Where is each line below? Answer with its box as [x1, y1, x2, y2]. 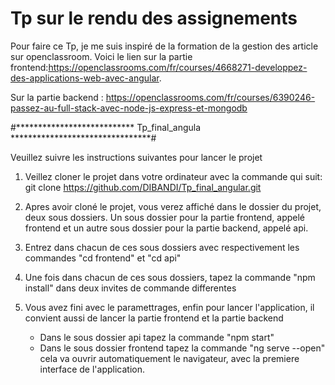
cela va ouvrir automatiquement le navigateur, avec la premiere [39, 352, 300, 364]
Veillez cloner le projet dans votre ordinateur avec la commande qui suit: [24, 170, 323, 182]
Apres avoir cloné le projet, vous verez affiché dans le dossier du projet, [24, 200, 322, 212]
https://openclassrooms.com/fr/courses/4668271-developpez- [48, 61, 308, 73]
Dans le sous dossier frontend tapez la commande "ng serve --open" [39, 342, 326, 354]
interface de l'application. [39, 363, 145, 375]
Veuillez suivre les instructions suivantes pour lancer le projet [10, 151, 263, 163]
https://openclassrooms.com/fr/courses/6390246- [105, 91, 316, 103]
